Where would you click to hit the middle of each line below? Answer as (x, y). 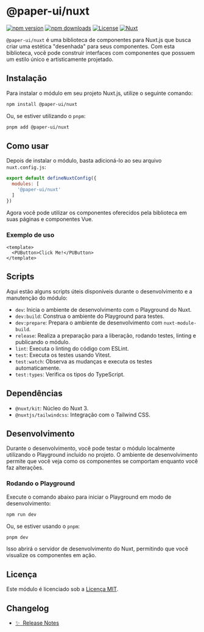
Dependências (34, 394)
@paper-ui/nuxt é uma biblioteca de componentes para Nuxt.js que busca (99, 40)
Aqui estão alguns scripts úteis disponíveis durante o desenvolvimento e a (100, 291)
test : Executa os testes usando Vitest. (63, 355)
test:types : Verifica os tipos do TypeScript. (70, 374)
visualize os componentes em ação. (51, 555)
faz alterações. (25, 468)
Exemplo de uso (30, 234)
